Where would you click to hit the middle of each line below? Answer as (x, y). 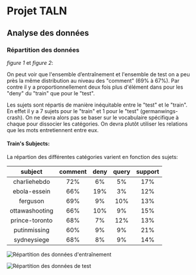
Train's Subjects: (28, 143)
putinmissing (32, 230)
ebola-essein (31, 192)
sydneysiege (31, 240)
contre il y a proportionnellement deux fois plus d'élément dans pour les (95, 87)
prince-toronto (32, 220)
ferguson (31, 201)
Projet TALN (37, 11)
